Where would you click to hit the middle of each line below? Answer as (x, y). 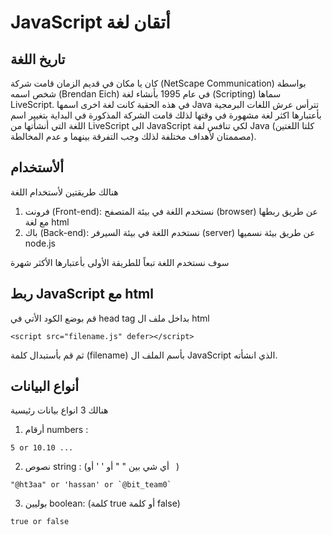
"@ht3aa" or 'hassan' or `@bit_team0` (91, 485)
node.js (40, 243)
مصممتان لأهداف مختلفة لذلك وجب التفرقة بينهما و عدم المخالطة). (133, 136)
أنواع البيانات (45, 386)
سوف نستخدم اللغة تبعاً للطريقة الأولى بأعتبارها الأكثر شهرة (120, 262)
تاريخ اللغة (38, 59)
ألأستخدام (37, 167)
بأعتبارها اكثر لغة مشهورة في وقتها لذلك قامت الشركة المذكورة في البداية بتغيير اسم (166, 115)
